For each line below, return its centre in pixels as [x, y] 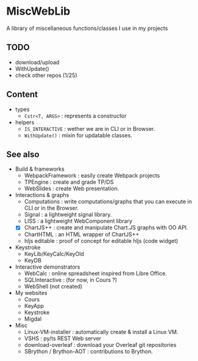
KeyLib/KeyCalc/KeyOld [54, 254]
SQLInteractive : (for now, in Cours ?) [71, 280]
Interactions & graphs [42, 195]
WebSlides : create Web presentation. [72, 188]
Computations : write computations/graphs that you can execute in [108, 202]
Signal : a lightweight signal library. [68, 215]
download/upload [37, 62]
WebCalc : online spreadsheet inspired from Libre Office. [96, 274]
